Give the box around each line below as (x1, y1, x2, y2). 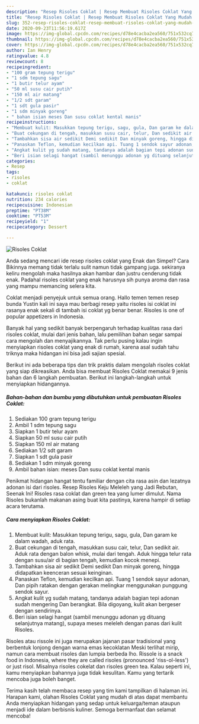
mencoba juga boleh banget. (6, 675, 76, 682)
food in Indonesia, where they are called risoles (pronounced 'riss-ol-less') (6, 656, 189, 663)
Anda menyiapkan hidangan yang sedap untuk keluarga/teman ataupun (6, 700, 181, 707)
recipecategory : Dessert (6, 224, 68, 230)
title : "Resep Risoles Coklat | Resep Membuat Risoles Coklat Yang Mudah (6, 14, 192, 20)
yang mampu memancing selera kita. (6, 282, 97, 289)
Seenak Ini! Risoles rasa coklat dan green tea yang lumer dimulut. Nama (6, 490, 182, 497)
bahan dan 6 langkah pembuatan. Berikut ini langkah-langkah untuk (6, 374, 172, 381)
